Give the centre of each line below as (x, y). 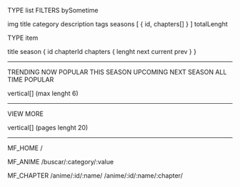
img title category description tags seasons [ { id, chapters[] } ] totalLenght (118, 24)
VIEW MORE (26, 114)
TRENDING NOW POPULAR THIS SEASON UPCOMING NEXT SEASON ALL (117, 72)
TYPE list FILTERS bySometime (53, 10)
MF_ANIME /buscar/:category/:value (61, 162)
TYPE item (23, 38)
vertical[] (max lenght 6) (43, 93)
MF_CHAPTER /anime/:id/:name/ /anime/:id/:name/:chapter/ (95, 176)
